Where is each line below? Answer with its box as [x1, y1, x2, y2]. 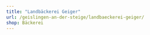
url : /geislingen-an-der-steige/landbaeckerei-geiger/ [6, 14, 145, 20]
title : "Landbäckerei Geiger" [6, 8, 81, 15]
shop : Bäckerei [6, 20, 44, 26]
